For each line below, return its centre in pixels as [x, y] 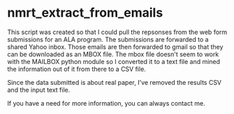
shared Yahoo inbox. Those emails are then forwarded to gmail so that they [115, 47]
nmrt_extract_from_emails [85, 13]
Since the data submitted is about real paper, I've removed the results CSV [115, 82]
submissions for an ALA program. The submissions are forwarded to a [108, 39]
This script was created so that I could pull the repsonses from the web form [117, 32]
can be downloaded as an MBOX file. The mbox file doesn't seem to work [113, 54]
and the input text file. [39, 90]
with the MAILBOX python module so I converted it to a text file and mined [114, 61]
